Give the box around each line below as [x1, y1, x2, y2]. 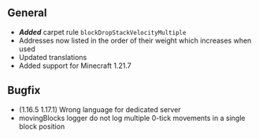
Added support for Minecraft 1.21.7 [18, 61, 131, 70]
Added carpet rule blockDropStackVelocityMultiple [18, 27, 187, 36]
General [7, 6, 48, 20]
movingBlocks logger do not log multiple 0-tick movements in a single [18, 113, 246, 122]
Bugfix [7, 84, 41, 97]
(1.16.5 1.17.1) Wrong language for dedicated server [18, 104, 182, 114]
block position [18, 122, 65, 131]
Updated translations [18, 52, 87, 62]
